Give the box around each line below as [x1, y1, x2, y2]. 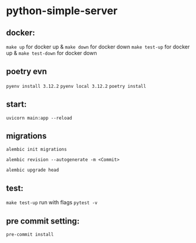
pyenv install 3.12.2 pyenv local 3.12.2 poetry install [6, 83, 147, 89]
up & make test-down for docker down [6, 50, 97, 57]
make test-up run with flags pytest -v [6, 199, 98, 206]
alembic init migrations [6, 146, 67, 153]
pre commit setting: [6, 216, 80, 226]
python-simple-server [6, 4, 118, 18]
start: [6, 99, 27, 110]
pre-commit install [6, 232, 54, 238]
